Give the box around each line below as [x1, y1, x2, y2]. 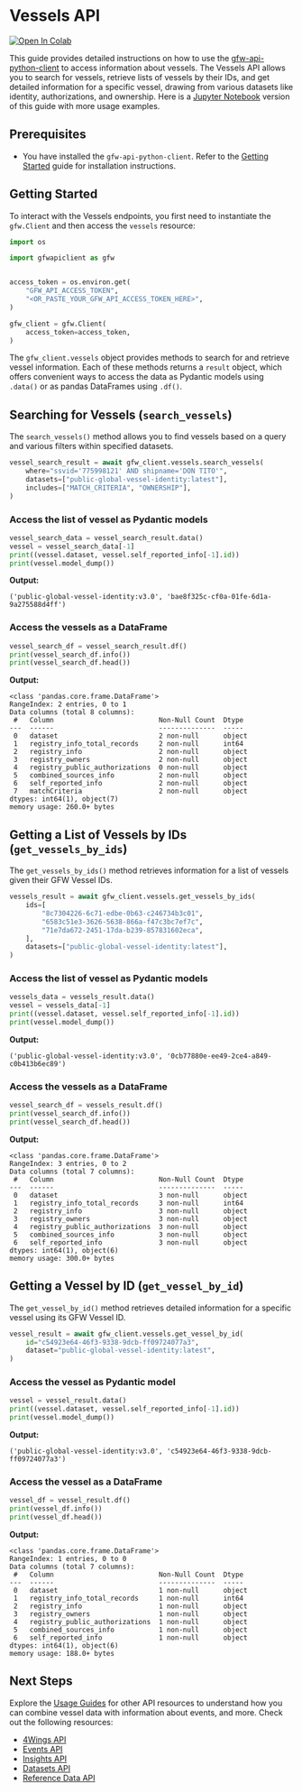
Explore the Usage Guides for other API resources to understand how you [9, 1697, 283, 1708]
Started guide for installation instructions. [22, 160, 177, 171]
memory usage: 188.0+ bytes [9, 1650, 115, 1659]
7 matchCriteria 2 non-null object [13, 786, 248, 796]
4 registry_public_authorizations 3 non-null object [13, 1222, 248, 1231]
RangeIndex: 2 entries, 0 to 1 [9, 700, 127, 709]
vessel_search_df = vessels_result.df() [9, 1101, 164, 1110]
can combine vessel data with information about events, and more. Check [9, 1706, 283, 1718]
